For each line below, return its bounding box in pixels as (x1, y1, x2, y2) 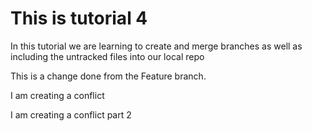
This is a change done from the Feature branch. (10, 70, 207, 82)
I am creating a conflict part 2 (10, 108, 132, 121)
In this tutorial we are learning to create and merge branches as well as (10, 40, 303, 52)
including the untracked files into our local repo (10, 50, 205, 62)
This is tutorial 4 (10, 7, 148, 30)
